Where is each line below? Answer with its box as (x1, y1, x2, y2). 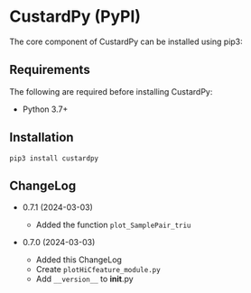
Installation (9, 130, 74, 145)
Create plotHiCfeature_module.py (35, 264, 161, 275)
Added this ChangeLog (35, 254, 122, 265)
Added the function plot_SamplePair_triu (35, 219, 191, 231)
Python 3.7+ (22, 104, 69, 114)
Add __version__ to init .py (35, 273, 134, 285)
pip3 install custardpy (9, 153, 99, 163)
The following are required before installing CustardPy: (9, 86, 213, 96)
